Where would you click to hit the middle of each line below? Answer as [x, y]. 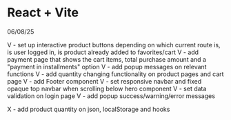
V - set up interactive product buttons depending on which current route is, [114, 45]
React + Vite [43, 13]
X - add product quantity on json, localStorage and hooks [89, 109]
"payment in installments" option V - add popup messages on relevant [107, 67]
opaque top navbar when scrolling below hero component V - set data [107, 88]
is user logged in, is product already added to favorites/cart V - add [103, 52]
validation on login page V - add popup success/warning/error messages [111, 96]
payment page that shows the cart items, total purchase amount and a [107, 59]
